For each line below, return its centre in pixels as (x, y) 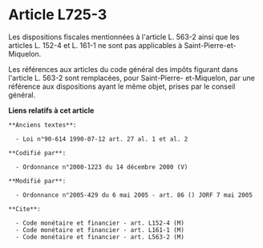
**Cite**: (25, 209)
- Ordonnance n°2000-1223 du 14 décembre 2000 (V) (102, 167)
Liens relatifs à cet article (51, 110)
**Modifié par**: (37, 181)
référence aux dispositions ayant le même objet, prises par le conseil (122, 86)
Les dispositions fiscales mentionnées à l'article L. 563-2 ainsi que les (124, 37)
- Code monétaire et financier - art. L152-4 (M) (100, 223)
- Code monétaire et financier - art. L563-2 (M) (100, 237)
